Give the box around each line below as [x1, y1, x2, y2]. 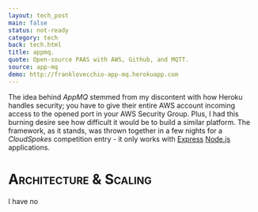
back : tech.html [8, 41, 62, 49]
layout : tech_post [8, 11, 69, 20]
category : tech [8, 33, 59, 42]
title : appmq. [8, 48, 55, 56]
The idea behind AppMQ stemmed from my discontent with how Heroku [8, 92, 243, 101]
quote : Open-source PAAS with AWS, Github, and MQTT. [8, 56, 190, 64]
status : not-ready [8, 26, 69, 34]
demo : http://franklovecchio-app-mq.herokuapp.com [8, 70, 179, 78]
